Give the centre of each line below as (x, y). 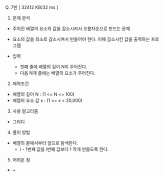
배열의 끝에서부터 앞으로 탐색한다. (45, 143)
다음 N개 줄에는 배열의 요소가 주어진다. (57, 73)
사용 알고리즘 (25, 111)
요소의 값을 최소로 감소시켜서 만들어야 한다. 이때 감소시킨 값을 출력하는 (81, 39)
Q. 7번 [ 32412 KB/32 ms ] (32, 7)
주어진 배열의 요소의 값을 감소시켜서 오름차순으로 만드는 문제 (71, 28)
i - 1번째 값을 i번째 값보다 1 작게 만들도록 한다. (64, 149)
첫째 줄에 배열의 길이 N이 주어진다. (53, 67)
